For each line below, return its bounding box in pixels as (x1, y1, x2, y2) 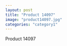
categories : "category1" (5, 21, 58, 27)
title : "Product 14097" (5, 12, 56, 17)
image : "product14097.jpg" (5, 17, 62, 22)
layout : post (5, 7, 33, 13)
